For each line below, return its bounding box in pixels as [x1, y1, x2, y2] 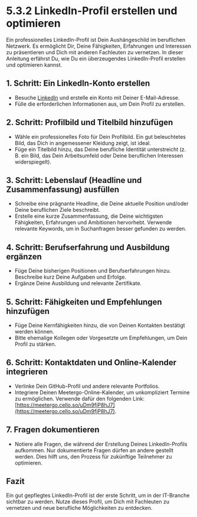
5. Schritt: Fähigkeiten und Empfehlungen [6, 297, 162, 307]
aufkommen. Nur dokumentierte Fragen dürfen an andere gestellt [14, 447, 174, 454]
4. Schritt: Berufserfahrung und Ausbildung [6, 242, 170, 252]
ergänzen [6, 251, 42, 261]
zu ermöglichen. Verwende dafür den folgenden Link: [14, 395, 145, 402]
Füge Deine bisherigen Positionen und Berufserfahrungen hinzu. [14, 267, 171, 274]
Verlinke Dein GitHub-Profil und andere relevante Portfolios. [14, 382, 160, 390]
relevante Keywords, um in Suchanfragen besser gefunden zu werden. [14, 225, 187, 233]
